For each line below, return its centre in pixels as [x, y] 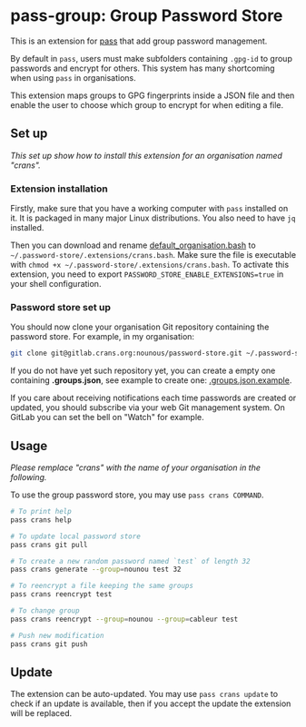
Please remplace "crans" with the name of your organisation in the [136, 467]
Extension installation [59, 189]
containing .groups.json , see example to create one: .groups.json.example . [151, 380]
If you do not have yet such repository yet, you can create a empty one [143, 371]
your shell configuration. [56, 284]
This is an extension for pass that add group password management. [139, 41]
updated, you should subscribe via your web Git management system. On [148, 408]
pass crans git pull [49, 545]
